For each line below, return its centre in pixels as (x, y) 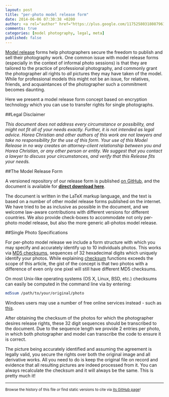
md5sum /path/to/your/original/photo (45, 293)
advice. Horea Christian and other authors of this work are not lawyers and (83, 135)
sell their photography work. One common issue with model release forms (82, 57)
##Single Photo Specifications (36, 232)
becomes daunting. (25, 89)
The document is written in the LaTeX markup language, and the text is (78, 196)
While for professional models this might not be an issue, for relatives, (77, 79)
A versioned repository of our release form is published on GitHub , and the (82, 181)
